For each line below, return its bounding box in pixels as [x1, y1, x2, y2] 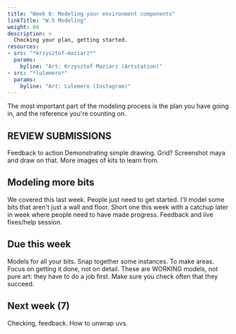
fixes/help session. [7, 217, 62, 226]
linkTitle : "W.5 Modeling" [7, 17, 87, 24]
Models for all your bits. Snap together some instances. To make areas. [7, 257, 214, 266]
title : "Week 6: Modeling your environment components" [7, 10, 175, 18]
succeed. [7, 280, 35, 288]
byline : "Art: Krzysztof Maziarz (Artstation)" [20, 63, 163, 70]
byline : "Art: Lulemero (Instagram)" [20, 83, 131, 90]
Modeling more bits [7, 177, 95, 189]
